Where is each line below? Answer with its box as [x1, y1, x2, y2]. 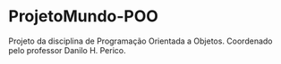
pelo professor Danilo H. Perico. [8, 44, 126, 55]
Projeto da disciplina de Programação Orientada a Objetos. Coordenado [8, 36, 273, 46]
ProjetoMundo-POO [8, 6, 158, 27]
